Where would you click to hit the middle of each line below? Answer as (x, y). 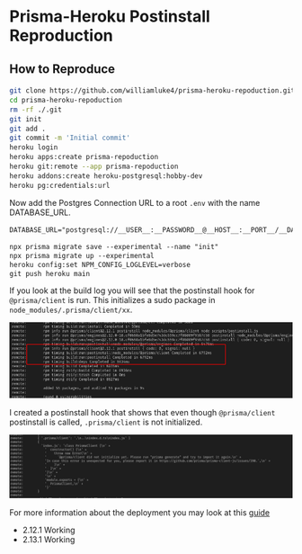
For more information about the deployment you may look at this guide (140, 513)
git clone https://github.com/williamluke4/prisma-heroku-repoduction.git (152, 91)
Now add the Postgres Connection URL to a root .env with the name (135, 202)
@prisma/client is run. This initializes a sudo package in (112, 299)
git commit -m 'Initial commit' (70, 138)
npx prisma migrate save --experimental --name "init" (114, 246)
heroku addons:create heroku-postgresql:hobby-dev (106, 176)
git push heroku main (50, 273)
